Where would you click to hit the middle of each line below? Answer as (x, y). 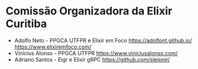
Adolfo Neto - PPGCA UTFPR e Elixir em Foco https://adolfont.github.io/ (103, 40)
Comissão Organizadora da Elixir (89, 11)
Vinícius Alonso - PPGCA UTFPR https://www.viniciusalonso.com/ (96, 53)
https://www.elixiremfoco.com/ (53, 47)
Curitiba (26, 24)
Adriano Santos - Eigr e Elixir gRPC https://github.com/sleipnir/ (92, 59)
